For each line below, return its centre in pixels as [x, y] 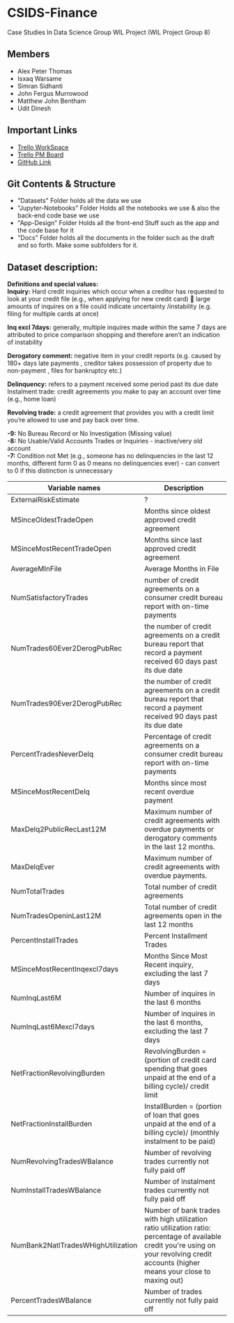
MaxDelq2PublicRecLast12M [58, 829]
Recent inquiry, [169, 965]
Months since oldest [177, 511]
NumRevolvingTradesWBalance [62, 1161]
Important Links [42, 130]
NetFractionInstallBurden [52, 1124]
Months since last [173, 540]
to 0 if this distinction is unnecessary [60, 471]
